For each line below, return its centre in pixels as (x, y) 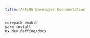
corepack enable (21, 23)
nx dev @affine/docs (26, 31)
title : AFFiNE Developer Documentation (45, 9)
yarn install (18, 27)
